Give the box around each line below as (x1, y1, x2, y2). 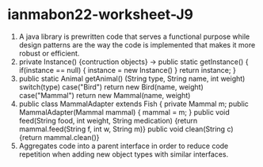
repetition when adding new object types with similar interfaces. (18, 149, 229, 159)
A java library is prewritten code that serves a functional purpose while (18, 32, 250, 41)
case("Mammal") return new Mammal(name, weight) (18, 90, 191, 100)
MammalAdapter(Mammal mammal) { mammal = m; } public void (18, 107, 231, 116)
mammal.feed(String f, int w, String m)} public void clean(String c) (18, 124, 234, 134)
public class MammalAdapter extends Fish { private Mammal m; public (18, 99, 249, 108)
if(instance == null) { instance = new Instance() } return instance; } (18, 65, 237, 74)
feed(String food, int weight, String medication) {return (18, 116, 198, 125)
